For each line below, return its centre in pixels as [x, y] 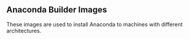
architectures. [24, 31]
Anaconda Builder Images [57, 10]
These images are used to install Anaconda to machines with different [94, 24]
